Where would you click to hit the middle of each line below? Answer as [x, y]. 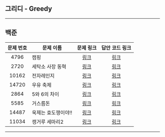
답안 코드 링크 [116, 48]
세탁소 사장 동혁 [49, 66]
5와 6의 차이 [45, 94]
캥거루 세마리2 [48, 122]
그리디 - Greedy [29, 9]
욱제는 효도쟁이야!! [52, 112]
